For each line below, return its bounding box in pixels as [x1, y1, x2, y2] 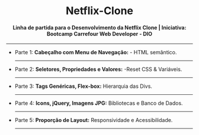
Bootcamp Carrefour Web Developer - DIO [46, 30, 153, 37]
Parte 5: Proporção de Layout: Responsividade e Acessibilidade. [14, 117, 173, 124]
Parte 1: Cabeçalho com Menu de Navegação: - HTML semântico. [14, 49, 177, 56]
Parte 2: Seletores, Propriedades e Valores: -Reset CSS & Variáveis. [14, 66, 182, 73]
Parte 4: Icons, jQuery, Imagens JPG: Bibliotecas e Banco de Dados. [14, 100, 183, 107]
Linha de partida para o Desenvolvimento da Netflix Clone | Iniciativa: [12, 24, 187, 31]
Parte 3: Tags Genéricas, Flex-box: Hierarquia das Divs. [14, 83, 153, 90]
